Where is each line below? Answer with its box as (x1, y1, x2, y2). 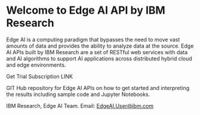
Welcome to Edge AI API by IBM (6, 4, 165, 17)
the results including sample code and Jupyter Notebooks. (6, 91, 150, 98)
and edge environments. (6, 61, 66, 69)
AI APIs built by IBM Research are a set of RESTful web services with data (6, 48, 188, 55)
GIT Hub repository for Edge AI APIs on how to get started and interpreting (6, 84, 190, 91)
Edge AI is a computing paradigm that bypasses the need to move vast (6, 36, 180, 43)
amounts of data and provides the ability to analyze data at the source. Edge (6, 42, 194, 49)
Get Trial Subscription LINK (6, 73, 73, 80)
